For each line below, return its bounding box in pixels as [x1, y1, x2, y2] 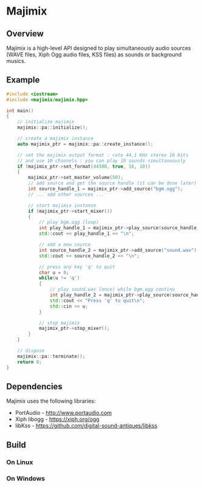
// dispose [17, 348, 45, 354]
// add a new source [38, 241, 91, 248]
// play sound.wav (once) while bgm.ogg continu [49, 286, 175, 292]
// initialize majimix [17, 119, 75, 125]
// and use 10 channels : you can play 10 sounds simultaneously [17, 158, 186, 164]
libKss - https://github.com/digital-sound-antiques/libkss [15, 422, 158, 429]
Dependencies [6, 381, 63, 392]
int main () [6, 107, 34, 113]
